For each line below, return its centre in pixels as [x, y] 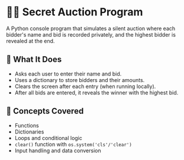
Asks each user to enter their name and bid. [68, 74]
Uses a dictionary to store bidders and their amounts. [80, 80]
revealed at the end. [30, 41]
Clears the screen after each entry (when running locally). [85, 86]
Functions [27, 125]
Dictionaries [29, 132]
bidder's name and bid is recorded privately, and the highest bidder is [91, 34]
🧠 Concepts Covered [45, 111]
